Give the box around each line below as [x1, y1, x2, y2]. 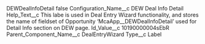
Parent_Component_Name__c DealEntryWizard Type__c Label [6, 31, 162, 38]
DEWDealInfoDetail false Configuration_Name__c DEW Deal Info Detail [6, 5, 184, 12]
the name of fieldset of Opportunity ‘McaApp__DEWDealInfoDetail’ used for [6, 18, 197, 25]
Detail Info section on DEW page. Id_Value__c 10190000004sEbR [6, 24, 170, 31]
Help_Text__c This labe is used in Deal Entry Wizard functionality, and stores [6, 11, 199, 18]
